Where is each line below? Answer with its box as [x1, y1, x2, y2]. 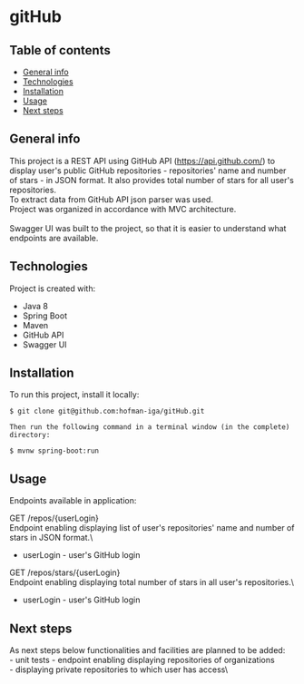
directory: [9, 431, 51, 440]
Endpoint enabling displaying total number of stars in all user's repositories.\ [9, 577, 295, 588]
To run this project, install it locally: [9, 389, 140, 400]
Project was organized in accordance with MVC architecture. [9, 203, 237, 214]
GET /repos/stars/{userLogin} [9, 567, 121, 578]
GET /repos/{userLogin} [9, 513, 100, 523]
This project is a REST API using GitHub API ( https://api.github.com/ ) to [9, 155, 275, 166]
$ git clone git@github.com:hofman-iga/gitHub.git [9, 406, 205, 416]
